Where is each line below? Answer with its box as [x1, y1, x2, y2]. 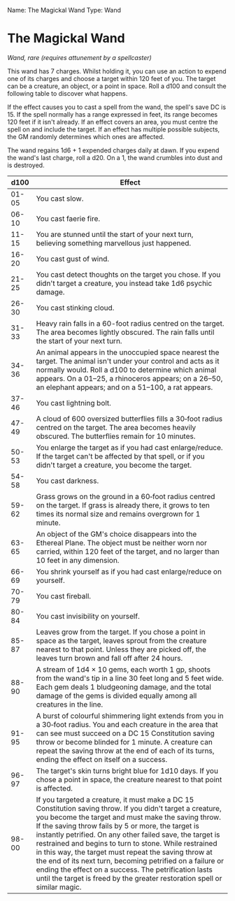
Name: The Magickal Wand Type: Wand [7, 6, 121, 14]
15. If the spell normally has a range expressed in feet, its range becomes [7, 110, 218, 118]
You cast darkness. [36, 475, 99, 485]
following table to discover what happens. [7, 89, 128, 97]
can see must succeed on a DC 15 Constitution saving [36, 728, 215, 738]
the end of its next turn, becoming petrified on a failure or [36, 856, 225, 865]
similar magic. [36, 882, 82, 892]
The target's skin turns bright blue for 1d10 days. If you [36, 765, 219, 775]
